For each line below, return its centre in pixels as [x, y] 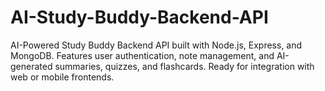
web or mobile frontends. [62, 77]
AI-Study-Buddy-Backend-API [139, 17]
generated [31, 66]
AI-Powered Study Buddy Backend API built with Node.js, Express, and [156, 45]
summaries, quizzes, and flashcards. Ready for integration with [184, 66]
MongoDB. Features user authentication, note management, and [142, 55]
